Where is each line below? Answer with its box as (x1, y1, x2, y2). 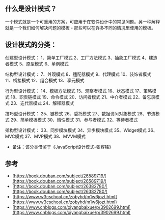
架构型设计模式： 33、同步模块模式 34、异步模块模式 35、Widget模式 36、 (5, 127, 158, 133)
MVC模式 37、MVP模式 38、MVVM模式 (5, 133, 86, 139)
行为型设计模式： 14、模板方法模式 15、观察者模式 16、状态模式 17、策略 (5, 88, 152, 94)
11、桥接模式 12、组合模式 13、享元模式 (5, 77, 84, 83)
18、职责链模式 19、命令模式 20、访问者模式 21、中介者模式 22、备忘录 (10, 94, 156, 100)
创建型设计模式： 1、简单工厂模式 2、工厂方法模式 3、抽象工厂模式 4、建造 (5, 55, 158, 61)
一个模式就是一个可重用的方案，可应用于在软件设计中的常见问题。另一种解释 (5, 19, 160, 25)
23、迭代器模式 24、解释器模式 (10, 100, 75, 106)
